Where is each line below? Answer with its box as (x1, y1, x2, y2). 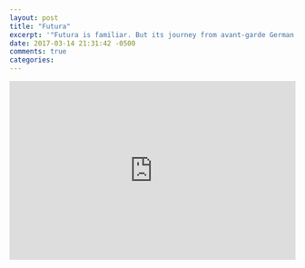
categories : (9, 55, 54, 65)
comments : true (9, 47, 67, 56)
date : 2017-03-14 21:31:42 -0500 (9, 38, 136, 48)
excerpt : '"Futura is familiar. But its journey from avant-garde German (9, 30, 295, 39)
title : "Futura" (9, 22, 71, 31)
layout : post (9, 13, 59, 23)
